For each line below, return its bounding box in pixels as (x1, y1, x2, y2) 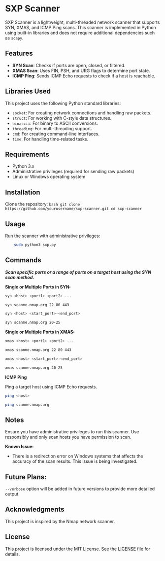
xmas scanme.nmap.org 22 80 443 (5, 348, 71, 352)
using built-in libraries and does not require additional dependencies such (5, 30, 155, 35)
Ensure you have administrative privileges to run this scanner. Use (5, 429, 139, 435)
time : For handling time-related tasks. (12, 136, 89, 142)
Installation (5, 188, 40, 196)
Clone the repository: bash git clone (5, 201, 80, 207)
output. (5, 491, 20, 497)
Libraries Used (5, 87, 51, 96)
